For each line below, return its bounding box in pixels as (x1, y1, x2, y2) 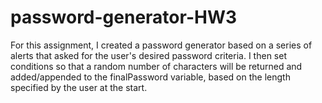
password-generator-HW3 (10, 6, 238, 29)
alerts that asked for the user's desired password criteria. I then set (10, 49, 287, 61)
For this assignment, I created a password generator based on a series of (10, 39, 313, 51)
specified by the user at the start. (10, 81, 148, 93)
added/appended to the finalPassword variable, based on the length (10, 71, 291, 83)
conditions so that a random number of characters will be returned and (10, 60, 303, 72)
